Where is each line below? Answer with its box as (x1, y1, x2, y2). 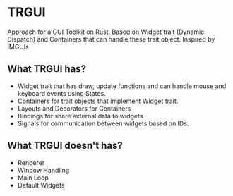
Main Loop (17, 173, 49, 182)
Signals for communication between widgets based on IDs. (17, 119, 189, 128)
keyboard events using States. (17, 89, 106, 97)
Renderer (17, 158, 45, 166)
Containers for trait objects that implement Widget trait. (17, 97, 179, 105)
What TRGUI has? (7, 63, 87, 75)
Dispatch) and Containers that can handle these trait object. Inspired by (7, 35, 215, 43)
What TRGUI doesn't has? (7, 140, 124, 152)
